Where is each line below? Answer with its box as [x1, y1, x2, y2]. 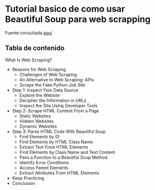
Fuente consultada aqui [5, 30, 52, 36]
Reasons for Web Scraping [12, 66, 66, 72]
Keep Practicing [12, 175, 44, 181]
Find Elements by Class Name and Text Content [19, 149, 116, 155]
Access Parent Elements [19, 165, 69, 171]
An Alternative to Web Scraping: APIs [19, 76, 94, 82]
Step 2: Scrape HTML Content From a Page [12, 108, 99, 114]
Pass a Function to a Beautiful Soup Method [19, 154, 108, 160]
